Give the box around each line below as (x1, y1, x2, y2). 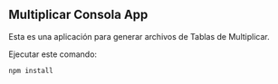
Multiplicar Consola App (8, 7, 149, 23)
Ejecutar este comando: (8, 49, 97, 60)
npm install (8, 66, 53, 75)
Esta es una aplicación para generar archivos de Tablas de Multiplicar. (8, 31, 270, 42)
